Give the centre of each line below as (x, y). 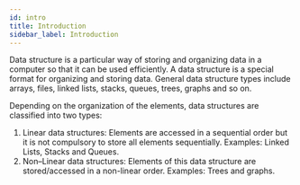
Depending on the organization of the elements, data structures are (134, 106)
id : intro (28, 18)
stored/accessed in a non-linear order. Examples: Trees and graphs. (149, 171)
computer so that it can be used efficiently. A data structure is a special (142, 69)
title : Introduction (48, 26)
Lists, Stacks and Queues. (71, 152)
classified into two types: (56, 115)
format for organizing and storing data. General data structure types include (150, 79)
